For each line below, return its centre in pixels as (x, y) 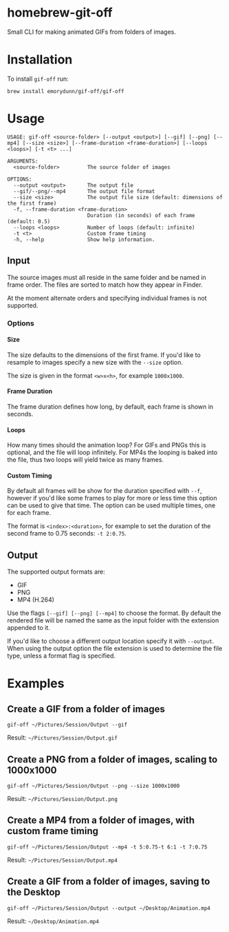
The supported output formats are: (56, 572)
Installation (40, 60)
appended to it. (29, 628)
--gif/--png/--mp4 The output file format (84, 191)
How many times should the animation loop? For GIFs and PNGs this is (107, 445)
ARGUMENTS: (23, 161)
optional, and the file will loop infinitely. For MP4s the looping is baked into (112, 452)
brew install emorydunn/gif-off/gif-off (66, 91)
